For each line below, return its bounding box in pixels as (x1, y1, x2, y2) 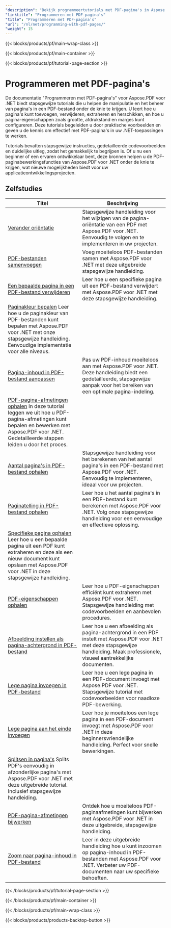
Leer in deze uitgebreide (82, 836, 140, 843)
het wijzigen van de (82, 215, 129, 222)
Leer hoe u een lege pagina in (82, 669, 153, 676)
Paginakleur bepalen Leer (8, 303, 69, 310)
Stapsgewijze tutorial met (82, 688, 143, 695)
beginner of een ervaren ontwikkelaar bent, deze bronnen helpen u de (5, 153, 153, 160)
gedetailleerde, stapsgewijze (82, 375, 151, 382)
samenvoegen (8, 261, 42, 268)
